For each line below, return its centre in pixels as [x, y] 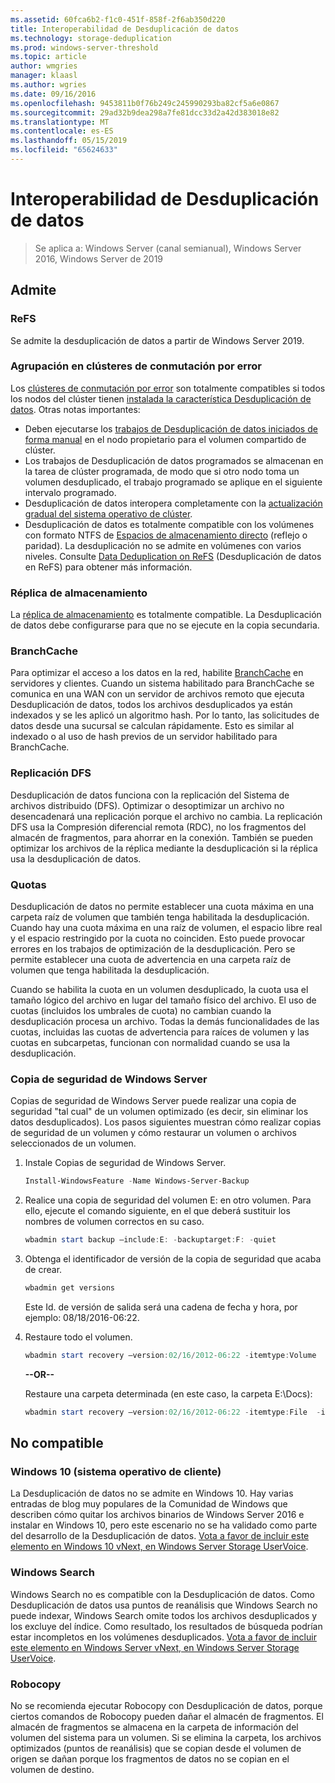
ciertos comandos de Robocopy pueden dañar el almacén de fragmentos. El [167, 1716]
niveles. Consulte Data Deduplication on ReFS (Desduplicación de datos [173, 556]
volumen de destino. [52, 1769]
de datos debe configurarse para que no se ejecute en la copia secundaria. [165, 625]
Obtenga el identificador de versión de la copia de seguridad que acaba [173, 1259]
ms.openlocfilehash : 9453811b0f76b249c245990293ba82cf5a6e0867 [145, 103]
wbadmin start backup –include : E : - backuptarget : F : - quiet [150, 1240]
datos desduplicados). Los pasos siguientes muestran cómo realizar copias [166, 1122]
